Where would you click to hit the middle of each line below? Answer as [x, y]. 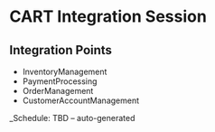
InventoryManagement [65, 71]
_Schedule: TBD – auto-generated [72, 118]
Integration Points [61, 50]
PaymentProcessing [60, 81]
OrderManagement [58, 91]
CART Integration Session [108, 17]
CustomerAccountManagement [81, 100]
